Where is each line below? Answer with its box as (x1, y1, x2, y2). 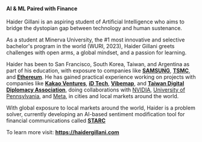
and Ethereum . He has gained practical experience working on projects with (6, 73, 196, 81)
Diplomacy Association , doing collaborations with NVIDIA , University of (6, 86, 186, 93)
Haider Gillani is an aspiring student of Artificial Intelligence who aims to (6, 18, 185, 25)
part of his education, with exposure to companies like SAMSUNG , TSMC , (6, 67, 191, 75)
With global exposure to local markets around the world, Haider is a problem (6, 104, 196, 111)
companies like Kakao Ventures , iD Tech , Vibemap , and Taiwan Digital (6, 80, 185, 87)
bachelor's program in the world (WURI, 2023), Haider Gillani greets (6, 43, 175, 50)
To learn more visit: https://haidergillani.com (6, 129, 119, 136)
